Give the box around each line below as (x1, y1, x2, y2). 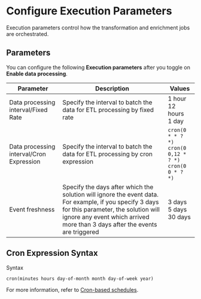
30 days (167, 213, 191, 221)
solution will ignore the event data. (62, 190, 159, 198)
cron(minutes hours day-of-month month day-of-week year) (6, 276, 154, 282)
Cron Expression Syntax (6, 248, 98, 258)
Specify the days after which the (62, 183, 154, 191)
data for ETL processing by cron (62, 150, 153, 158)
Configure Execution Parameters (6, 4, 172, 18)
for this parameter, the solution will (62, 205, 160, 213)
